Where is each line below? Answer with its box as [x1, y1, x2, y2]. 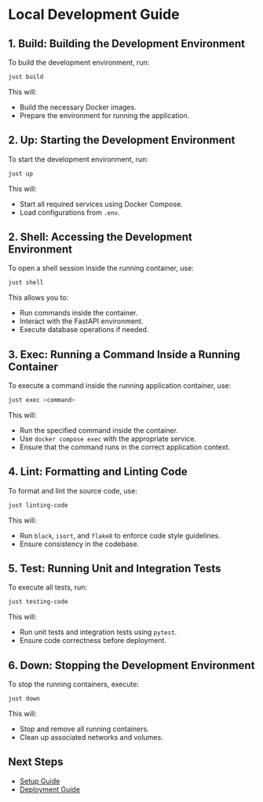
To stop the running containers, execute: [8, 679, 140, 689]
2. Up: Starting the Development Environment [8, 134, 236, 147]
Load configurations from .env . [19, 207, 120, 217]
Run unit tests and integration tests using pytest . [19, 627, 177, 637]
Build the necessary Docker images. [19, 102, 137, 112]
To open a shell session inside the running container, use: [8, 264, 194, 273]
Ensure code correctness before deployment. [19, 636, 167, 645]
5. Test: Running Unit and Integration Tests [8, 562, 221, 575]
